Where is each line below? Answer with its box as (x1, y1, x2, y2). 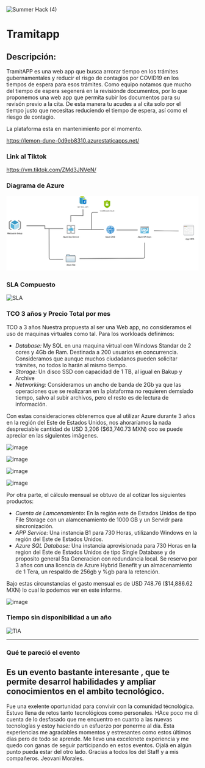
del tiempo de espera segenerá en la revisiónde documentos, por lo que (6, 88, 188, 94)
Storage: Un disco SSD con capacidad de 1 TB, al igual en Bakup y (15, 368, 182, 375)
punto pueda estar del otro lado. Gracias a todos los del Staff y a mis (6, 748, 179, 755)
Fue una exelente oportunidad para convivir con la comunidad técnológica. (6, 703, 195, 710)
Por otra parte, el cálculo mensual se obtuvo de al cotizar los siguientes (6, 491, 186, 498)
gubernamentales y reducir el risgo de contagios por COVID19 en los (6, 74, 179, 81)
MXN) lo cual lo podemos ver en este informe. (6, 586, 122, 594)
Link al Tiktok (6, 152, 47, 160)
